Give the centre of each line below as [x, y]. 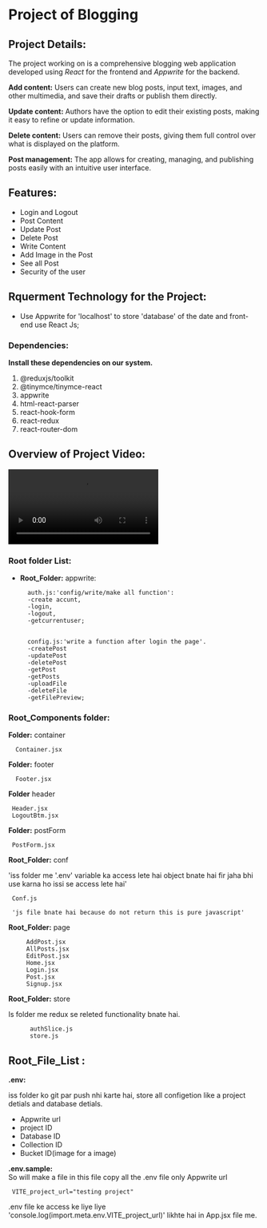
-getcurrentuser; [56, 621]
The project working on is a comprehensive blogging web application [122, 63]
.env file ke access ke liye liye [57, 1207]
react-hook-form [48, 412]
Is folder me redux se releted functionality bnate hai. [94, 1015]
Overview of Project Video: [77, 455]
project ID [36, 1128]
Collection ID [41, 1145]
